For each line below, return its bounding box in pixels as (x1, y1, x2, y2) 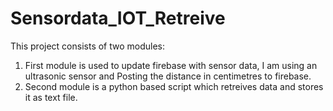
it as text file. (24, 91, 78, 103)
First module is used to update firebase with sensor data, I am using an (24, 59, 318, 71)
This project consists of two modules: (10, 40, 166, 52)
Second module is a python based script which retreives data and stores (24, 80, 324, 92)
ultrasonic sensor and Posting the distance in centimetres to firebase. (24, 70, 312, 82)
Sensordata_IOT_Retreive (10, 7, 226, 30)
